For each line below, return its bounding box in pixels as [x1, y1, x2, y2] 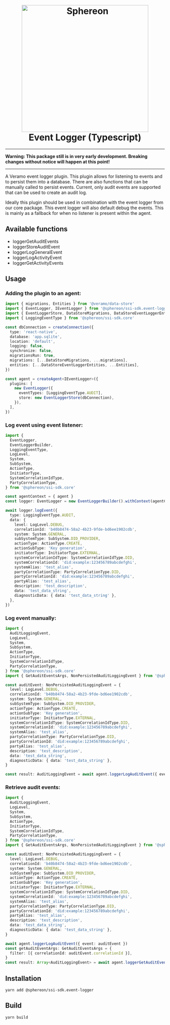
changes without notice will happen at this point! [5, 158, 110, 165]
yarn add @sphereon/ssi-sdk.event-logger [5, 987, 94, 993]
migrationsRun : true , [10, 353, 56, 358]
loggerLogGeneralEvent [12, 249, 62, 255]
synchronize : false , [10, 348, 53, 354]
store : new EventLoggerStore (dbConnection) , [18, 395, 114, 400]
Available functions [5, 225, 68, 234]
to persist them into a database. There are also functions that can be [5, 178, 148, 184]
